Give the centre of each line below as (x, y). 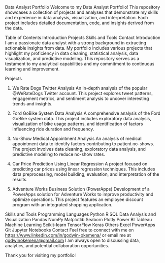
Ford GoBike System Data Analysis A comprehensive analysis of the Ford (86, 113)
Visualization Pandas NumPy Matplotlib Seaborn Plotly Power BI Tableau (79, 219)
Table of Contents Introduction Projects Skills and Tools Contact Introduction (83, 37)
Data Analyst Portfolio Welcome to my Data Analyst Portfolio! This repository (82, 7)
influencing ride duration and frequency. (53, 129)
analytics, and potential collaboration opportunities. (57, 246)
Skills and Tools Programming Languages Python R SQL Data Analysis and (81, 214)
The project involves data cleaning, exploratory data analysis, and (79, 149)
